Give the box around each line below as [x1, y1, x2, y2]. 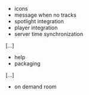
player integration [14, 24, 58, 31]
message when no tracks [14, 11, 77, 19]
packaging [14, 60, 41, 67]
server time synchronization [14, 30, 84, 38]
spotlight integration [14, 18, 64, 24]
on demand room [14, 83, 57, 90]
